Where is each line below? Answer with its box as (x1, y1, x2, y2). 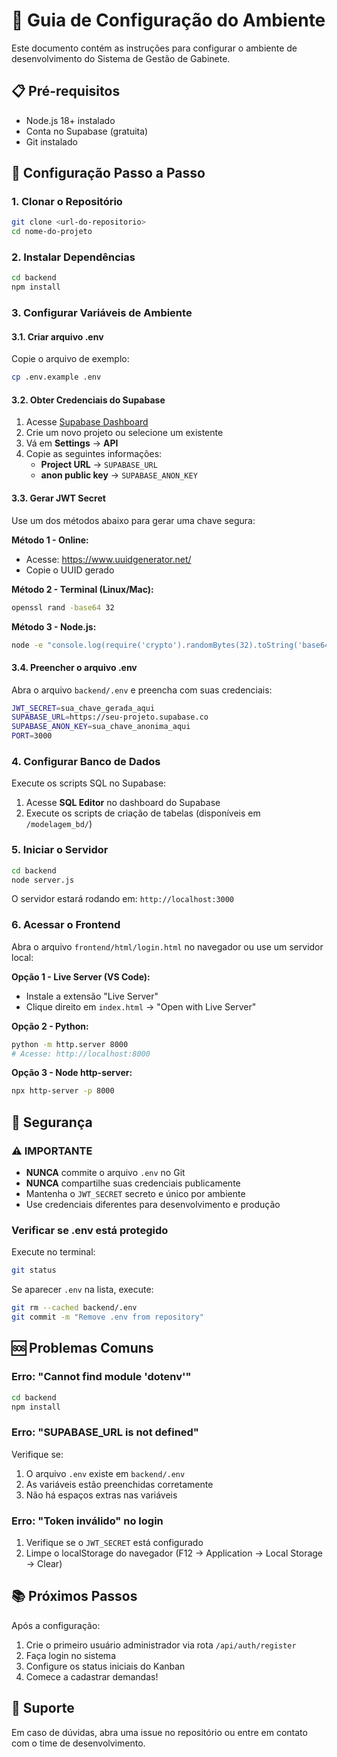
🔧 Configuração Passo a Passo (11, 165, 206, 182)
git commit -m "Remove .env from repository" (11, 1312, 204, 1323)
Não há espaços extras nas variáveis (25, 1489, 178, 1501)
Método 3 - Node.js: (11, 620, 97, 633)
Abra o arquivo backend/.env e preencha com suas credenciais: (11, 684, 273, 696)
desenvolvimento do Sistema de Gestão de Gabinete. (11, 52, 231, 64)
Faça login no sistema (25, 1649, 116, 1661)
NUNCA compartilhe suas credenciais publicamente (25, 1177, 241, 1189)
